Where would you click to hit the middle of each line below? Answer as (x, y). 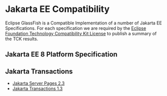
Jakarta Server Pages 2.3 (38, 84)
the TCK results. (22, 39)
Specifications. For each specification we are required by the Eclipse (76, 28)
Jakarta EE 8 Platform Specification (61, 54)
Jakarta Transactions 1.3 (37, 89)
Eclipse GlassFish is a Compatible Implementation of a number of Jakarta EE (83, 23)
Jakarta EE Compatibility (57, 9)
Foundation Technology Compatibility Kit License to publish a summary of (81, 33)
